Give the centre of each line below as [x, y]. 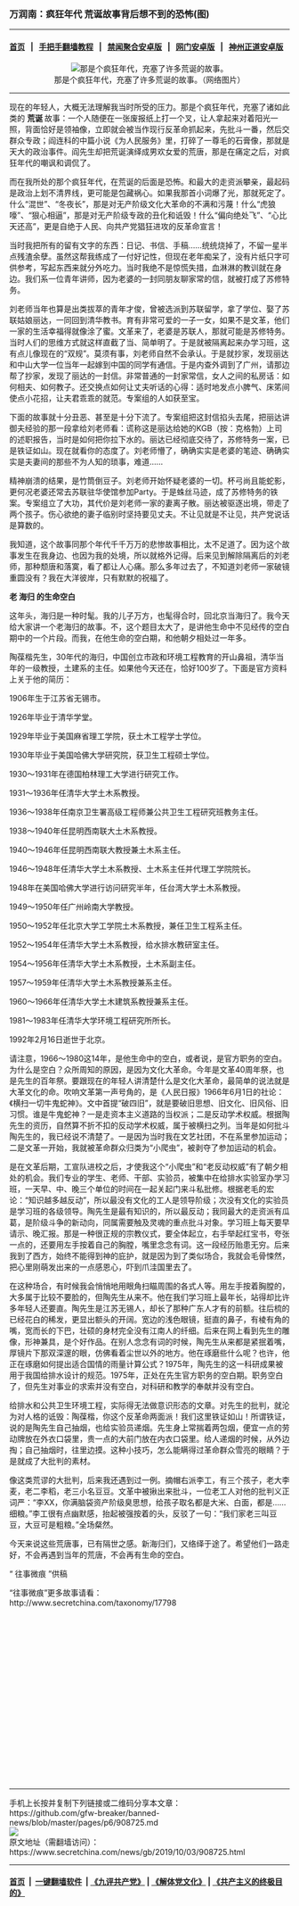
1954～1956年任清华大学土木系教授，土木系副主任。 [105, 963]
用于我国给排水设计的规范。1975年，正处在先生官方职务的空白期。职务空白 [146, 1375]
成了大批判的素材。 [60, 1461]
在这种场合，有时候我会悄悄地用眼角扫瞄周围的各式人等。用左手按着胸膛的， [149, 1286]
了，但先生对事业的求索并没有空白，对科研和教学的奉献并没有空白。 [134, 1386]
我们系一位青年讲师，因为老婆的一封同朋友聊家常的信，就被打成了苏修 [153, 278]
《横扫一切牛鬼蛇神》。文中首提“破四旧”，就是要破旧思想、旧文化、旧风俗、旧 [149, 1103]
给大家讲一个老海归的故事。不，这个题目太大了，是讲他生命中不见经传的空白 [149, 626]
